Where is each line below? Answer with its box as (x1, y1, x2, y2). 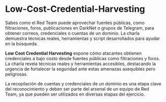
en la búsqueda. (5, 40, 38, 46)
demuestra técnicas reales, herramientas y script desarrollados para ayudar (5, 35, 160, 41)
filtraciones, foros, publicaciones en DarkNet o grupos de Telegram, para (5, 25, 155, 31)
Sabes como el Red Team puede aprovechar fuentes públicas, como (5, 20, 145, 26)
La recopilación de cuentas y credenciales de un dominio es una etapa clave (5, 80, 162, 87)
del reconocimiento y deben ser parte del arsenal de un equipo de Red (5, 86, 150, 92)
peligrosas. (5, 71, 28, 77)
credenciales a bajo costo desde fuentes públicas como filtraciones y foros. (5, 55, 160, 61)
